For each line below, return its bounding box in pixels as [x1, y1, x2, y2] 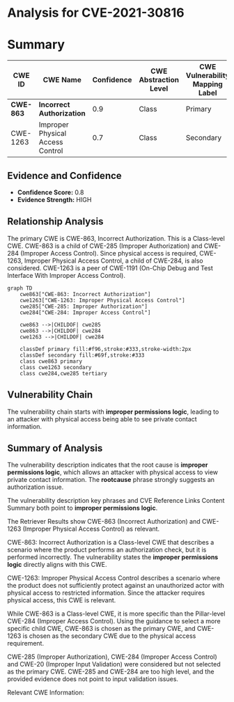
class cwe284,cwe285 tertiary [19, 370, 108, 377]
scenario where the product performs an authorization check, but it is [7, 545, 207, 554]
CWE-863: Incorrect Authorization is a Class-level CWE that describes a [7, 538, 214, 547]
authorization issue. [7, 483, 64, 492]
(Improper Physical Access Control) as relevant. [22, 524, 160, 533]
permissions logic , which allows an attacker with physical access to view [7, 468, 218, 476]
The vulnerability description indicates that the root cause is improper [7, 461, 208, 469]
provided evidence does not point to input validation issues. [7, 675, 179, 683]
